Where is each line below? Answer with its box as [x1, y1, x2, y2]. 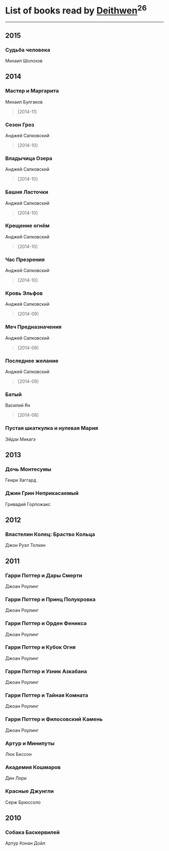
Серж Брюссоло [5, 799, 41, 805]
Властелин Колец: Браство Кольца [5, 531, 96, 538]
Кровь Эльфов [5, 290, 43, 297]
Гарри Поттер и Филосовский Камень [5, 716, 103, 723]
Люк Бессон [5, 751, 32, 757]
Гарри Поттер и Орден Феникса [5, 620, 87, 627]
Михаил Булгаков [5, 99, 43, 105]
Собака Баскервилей [5, 828, 60, 835]
